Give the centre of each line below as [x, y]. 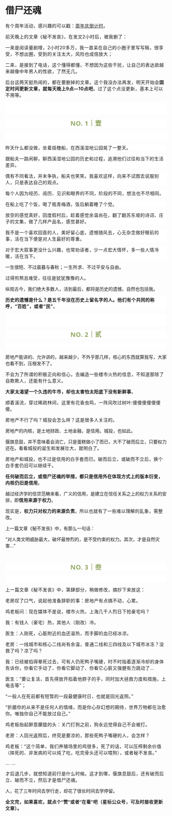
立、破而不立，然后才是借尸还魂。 [43, 780]
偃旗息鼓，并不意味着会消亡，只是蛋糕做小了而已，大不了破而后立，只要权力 [86, 442]
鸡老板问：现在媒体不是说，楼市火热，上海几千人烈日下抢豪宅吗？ [78, 611]
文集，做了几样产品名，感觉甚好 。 [52, 221]
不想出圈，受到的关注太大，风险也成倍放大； [64, 54]
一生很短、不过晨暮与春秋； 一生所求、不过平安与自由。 [65, 267]
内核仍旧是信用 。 [24, 483]
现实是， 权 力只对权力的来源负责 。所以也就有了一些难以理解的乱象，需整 [84, 511]
